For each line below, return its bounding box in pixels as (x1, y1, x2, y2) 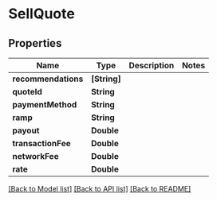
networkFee (12, 151, 59, 161)
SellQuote (8, 5, 76, 23)
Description (128, 60, 175, 71)
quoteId (12, 87, 42, 97)
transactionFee (12, 138, 72, 149)
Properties (8, 37, 62, 50)
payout (12, 125, 40, 136)
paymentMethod (12, 99, 77, 110)
